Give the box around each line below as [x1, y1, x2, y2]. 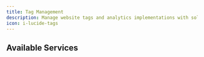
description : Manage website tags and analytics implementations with [6, 15, 189, 21]
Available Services [6, 42, 78, 53]
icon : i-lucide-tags [6, 20, 59, 26]
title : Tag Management [6, 8, 64, 15]
